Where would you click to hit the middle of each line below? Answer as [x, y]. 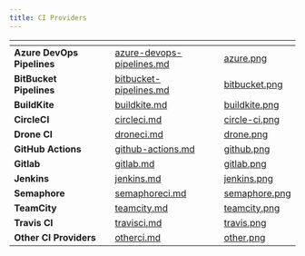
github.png [247, 149]
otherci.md [138, 237]
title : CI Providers [49, 18]
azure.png [246, 58]
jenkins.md [138, 178]
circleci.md [138, 119]
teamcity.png [252, 208]
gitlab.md [135, 163]
